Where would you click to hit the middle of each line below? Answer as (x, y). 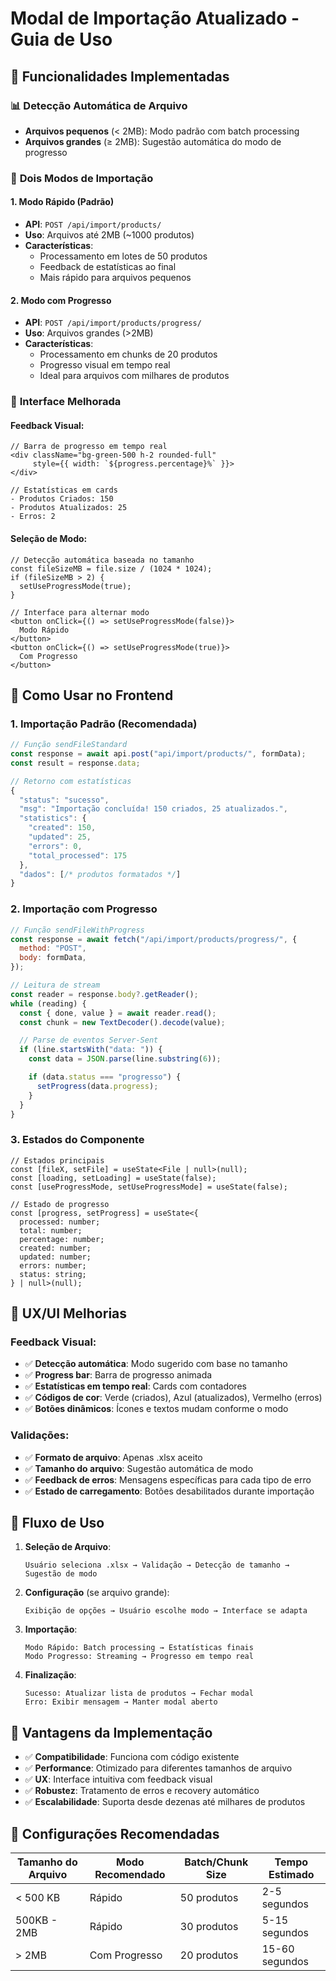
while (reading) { (48, 1003)
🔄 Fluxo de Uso (57, 1523)
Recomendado (130, 1875)
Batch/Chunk (216, 1862)
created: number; (55, 1248)
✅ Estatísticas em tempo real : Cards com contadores (135, 1386)
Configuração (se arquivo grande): (97, 1593)
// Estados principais (57, 1160)
